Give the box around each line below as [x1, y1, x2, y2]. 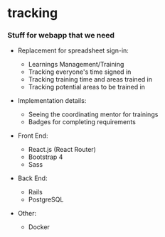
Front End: [17, 131, 48, 140]
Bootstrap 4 [28, 153, 63, 161]
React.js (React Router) [28, 145, 96, 154]
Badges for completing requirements [28, 118, 137, 126]
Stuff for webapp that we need [7, 31, 115, 40]
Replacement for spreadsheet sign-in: [17, 46, 129, 55]
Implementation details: [17, 97, 87, 105]
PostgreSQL [28, 195, 64, 204]
